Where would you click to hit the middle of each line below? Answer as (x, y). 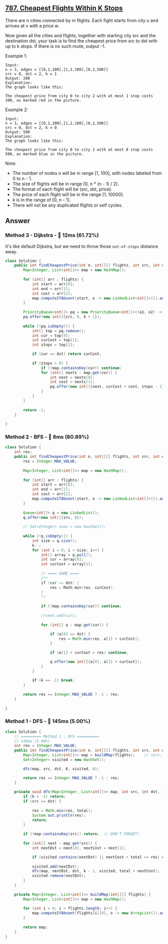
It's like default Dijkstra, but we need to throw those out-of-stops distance (82, 246)
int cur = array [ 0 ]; (62, 559)
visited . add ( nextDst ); (55, 867)
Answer (18, 221)
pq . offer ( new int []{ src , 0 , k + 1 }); (62, 317)
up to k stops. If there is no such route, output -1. (55, 46)
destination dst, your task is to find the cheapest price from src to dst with (81, 41)
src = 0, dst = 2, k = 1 (31, 74)
